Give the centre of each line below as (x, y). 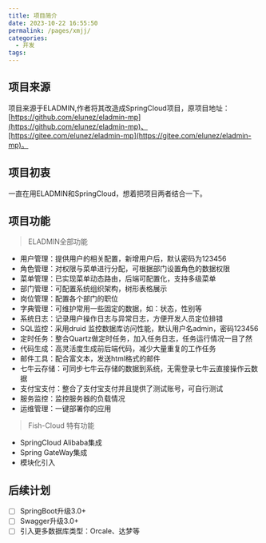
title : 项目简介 (33, 16)
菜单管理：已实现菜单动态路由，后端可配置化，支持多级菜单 (118, 279)
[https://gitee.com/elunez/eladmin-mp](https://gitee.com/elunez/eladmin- (130, 135)
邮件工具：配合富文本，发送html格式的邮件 (90, 359)
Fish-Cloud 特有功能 (61, 425)
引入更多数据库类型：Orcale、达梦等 (80, 531)
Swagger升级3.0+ (49, 521)
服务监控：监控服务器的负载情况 (72, 399)
